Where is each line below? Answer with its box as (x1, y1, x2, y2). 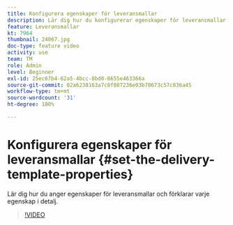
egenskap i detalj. (7, 196, 59, 205)
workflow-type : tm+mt (7, 88, 70, 95)
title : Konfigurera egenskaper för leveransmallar (7, 10, 158, 17)
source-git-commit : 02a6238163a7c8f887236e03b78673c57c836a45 (7, 82, 192, 88)
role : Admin (7, 62, 42, 69)
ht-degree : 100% (7, 101, 54, 108)
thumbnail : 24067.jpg (7, 36, 70, 43)
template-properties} (7, 166, 134, 183)
